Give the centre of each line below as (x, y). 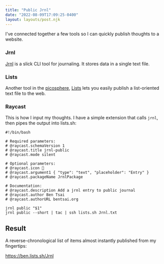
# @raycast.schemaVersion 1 (35, 146)
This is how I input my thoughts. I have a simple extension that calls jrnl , (82, 118)
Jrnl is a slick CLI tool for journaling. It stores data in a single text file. (77, 64)
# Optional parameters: (31, 164)
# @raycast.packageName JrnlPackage (44, 177)
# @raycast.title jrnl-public (37, 150)
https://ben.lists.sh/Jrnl (30, 256)
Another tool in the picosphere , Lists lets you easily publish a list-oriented (82, 88)
